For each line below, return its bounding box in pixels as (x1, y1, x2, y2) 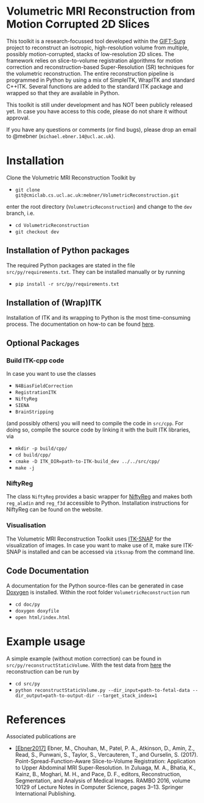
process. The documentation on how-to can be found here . (6, 320, 155, 328)
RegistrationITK (15, 389, 57, 396)
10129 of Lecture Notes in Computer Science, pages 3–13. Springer (15, 783, 184, 791)
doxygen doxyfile (15, 608, 60, 614)
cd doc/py (15, 601, 41, 608)
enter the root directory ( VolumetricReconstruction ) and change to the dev (6, 203, 192, 210)
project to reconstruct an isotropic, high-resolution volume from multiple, (6, 44, 189, 51)
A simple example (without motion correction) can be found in (6, 655, 162, 662)
